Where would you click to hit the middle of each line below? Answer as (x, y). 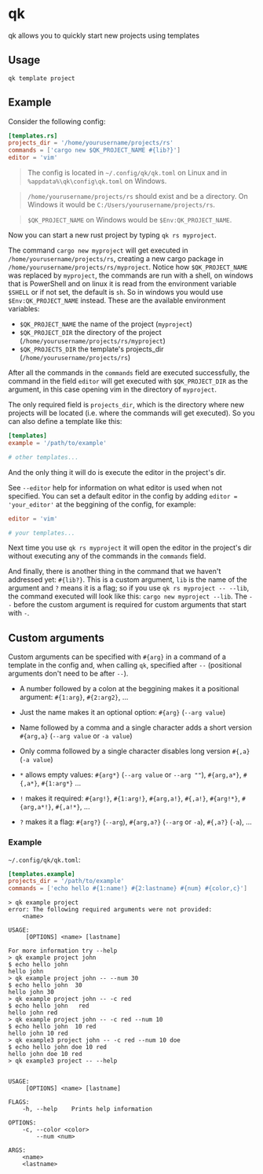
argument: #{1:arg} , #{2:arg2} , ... (74, 697)
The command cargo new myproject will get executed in (98, 250)
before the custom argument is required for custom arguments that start (130, 605)
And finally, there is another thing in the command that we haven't (115, 572)
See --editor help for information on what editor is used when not (115, 488)
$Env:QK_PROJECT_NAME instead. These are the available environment (117, 300)
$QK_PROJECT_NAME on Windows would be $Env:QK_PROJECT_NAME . (130, 220)
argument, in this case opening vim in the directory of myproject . (113, 389)
